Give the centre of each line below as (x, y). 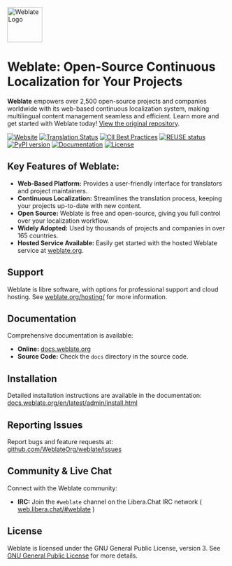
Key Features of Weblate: (64, 166)
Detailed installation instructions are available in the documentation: (104, 396)
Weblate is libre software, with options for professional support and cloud (113, 289)
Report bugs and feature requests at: (60, 442)
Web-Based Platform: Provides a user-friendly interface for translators (119, 183)
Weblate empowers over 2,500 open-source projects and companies (107, 101)
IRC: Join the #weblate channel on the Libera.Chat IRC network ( (110, 502)
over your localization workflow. (63, 221)
